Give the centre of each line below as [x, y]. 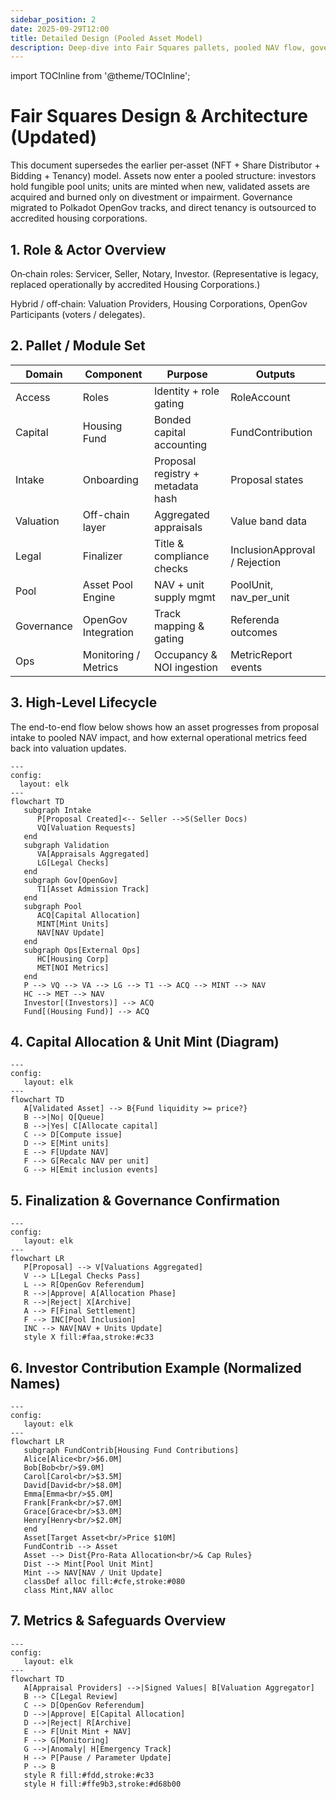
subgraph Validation [66, 845]
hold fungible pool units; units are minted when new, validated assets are [160, 187]
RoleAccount [260, 397]
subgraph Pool [53, 906]
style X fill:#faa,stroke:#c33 [89, 1337]
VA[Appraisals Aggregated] [93, 854]
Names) [35, 1383]
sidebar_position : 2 [53, 19]
